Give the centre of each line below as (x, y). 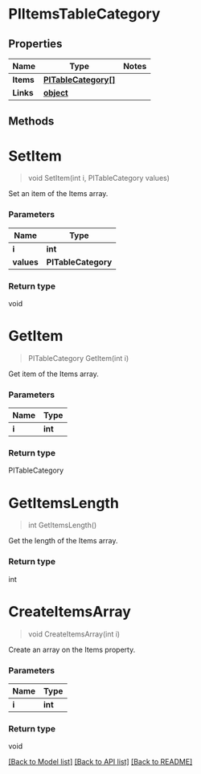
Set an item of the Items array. (58, 194)
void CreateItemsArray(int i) (74, 634)
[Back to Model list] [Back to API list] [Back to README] (100, 762)
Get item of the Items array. (53, 374)
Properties (35, 44)
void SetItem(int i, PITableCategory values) (99, 178)
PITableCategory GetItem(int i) (78, 358)
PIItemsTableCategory (84, 14)
